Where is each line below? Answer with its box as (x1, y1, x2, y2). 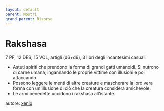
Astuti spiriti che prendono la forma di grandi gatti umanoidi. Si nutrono (12, 64, 159, 70)
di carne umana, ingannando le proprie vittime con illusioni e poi (12, 69, 145, 75)
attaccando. (12, 75, 38, 81)
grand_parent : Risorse (5, 16, 53, 21)
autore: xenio (5, 100, 33, 106)
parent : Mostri (5, 12, 37, 17)
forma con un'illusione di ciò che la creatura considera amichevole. (12, 85, 151, 91)
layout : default (5, 7, 39, 12)
